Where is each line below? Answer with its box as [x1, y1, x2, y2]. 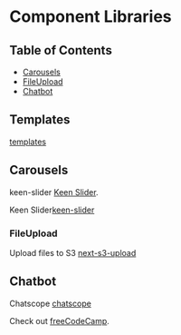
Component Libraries [9, 6, 172, 27]
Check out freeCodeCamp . [9, 315, 110, 326]
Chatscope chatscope [9, 298, 92, 309]
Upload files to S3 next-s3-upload [9, 247, 137, 258]
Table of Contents [9, 43, 113, 58]
